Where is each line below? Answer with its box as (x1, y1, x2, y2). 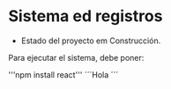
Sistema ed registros (8, 6, 163, 26)
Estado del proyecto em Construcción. (20, 35, 161, 46)
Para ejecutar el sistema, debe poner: (8, 52, 145, 63)
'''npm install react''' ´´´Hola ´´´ (8, 69, 119, 80)
